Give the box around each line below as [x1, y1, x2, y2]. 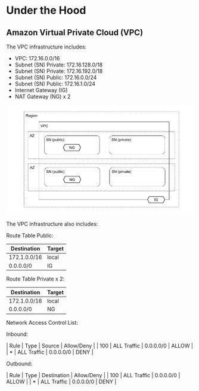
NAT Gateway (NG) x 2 [14, 93, 71, 100]
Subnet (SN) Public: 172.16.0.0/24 [14, 74, 97, 81]
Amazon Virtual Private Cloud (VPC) [6, 28, 144, 38]
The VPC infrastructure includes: [6, 43, 87, 50]
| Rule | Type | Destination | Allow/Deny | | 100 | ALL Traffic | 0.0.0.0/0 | [6, 371, 181, 378]
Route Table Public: [6, 231, 54, 239]
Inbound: [6, 330, 29, 338]
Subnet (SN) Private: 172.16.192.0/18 [14, 68, 103, 75]
